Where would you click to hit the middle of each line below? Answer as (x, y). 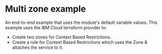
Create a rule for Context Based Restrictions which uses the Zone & (80, 42)
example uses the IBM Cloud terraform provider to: (56, 27)
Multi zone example (45, 9)
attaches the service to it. (37, 47)
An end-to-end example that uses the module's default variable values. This (81, 22)
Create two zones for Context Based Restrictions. (62, 37)
